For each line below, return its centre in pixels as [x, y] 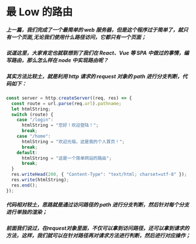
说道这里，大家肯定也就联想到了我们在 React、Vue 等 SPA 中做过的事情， [95, 53]
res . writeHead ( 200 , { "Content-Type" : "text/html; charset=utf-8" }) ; [99, 174]
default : [27, 152]
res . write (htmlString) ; [40, 180]
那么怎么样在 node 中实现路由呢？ [67, 60]
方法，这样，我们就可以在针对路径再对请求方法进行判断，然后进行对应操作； [98, 235]
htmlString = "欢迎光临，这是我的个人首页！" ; [73, 141]
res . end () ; [25, 185]
